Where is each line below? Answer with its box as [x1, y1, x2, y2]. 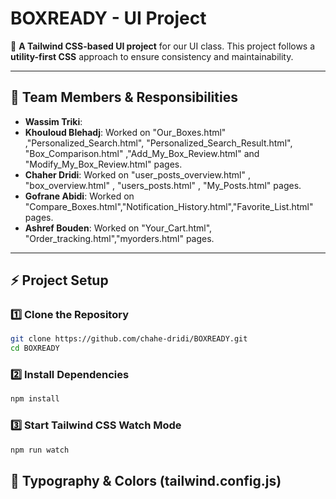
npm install [10, 394, 60, 404]
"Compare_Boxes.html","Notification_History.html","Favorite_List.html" [24, 200, 314, 212]
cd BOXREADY [10, 343, 60, 354]
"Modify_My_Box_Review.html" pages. [24, 158, 183, 170]
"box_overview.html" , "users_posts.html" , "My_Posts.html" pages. [24, 179, 302, 191]
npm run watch [10, 445, 70, 455]
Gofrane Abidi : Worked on [24, 190, 135, 202]
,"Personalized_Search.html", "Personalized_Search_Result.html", [24, 137, 293, 149]
